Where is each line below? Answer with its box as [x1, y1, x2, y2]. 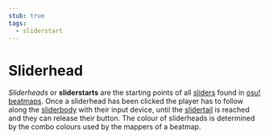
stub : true [8, 11, 45, 20]
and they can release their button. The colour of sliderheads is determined [8, 113, 255, 123]
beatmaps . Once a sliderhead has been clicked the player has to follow [8, 96, 244, 106]
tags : [8, 19, 27, 27]
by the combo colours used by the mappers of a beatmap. [8, 122, 201, 132]
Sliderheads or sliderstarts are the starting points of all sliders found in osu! [8, 88, 261, 97]
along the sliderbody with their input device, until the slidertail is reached [8, 105, 250, 115]
